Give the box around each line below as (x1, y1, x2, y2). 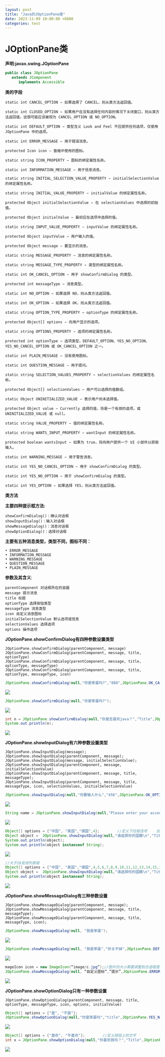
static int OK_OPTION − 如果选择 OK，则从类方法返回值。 (5, 300, 114, 305)
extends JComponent (11, 75, 52, 80)
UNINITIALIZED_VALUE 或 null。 (5, 411, 68, 416)
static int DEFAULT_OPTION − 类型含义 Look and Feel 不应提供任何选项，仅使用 (5, 124, 159, 129)
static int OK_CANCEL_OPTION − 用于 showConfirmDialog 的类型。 (5, 272, 135, 277)
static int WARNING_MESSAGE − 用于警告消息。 (5, 455, 95, 460)
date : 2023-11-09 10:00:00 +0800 (5, 16, 74, 21)
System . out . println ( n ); (5, 721, 54, 726)
